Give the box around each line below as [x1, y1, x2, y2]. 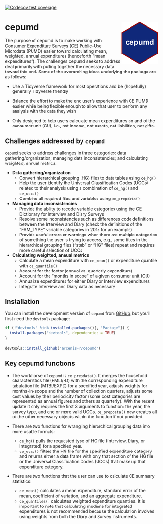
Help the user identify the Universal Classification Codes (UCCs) [19, 180, 149, 186]
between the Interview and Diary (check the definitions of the [19, 221, 142, 227]
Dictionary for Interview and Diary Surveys [19, 211, 104, 217]
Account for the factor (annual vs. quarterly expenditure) [19, 268, 133, 273]
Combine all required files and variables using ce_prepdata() [19, 195, 141, 201]
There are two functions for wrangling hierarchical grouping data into [12, 423, 150, 429]
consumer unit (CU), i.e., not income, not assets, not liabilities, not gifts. [12, 123, 155, 128]
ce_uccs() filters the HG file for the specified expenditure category [19, 448, 152, 454]
